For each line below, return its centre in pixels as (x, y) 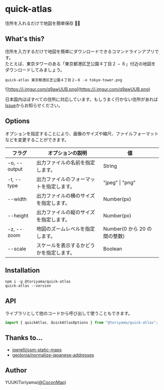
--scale (17, 249)
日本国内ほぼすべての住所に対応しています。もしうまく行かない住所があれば (82, 99)
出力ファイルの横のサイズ (66, 196)
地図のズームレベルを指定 (66, 229)
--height (18, 215)
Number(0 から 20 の (128, 229)
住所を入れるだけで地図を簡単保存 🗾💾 (43, 23)
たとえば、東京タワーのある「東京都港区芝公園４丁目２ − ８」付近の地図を (81, 64)
